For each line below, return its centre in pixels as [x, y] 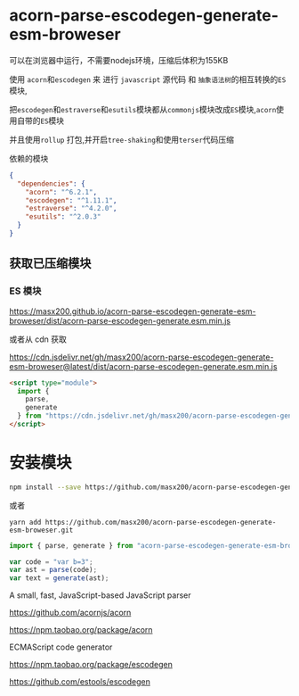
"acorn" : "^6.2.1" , [61, 192]
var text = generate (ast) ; [59, 578]
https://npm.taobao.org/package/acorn [81, 630]
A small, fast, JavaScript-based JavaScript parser [100, 595]
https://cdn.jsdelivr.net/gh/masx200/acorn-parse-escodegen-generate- [141, 357]
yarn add [25, 522]
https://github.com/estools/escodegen [80, 682]
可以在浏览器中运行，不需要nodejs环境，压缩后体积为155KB [119, 60]
